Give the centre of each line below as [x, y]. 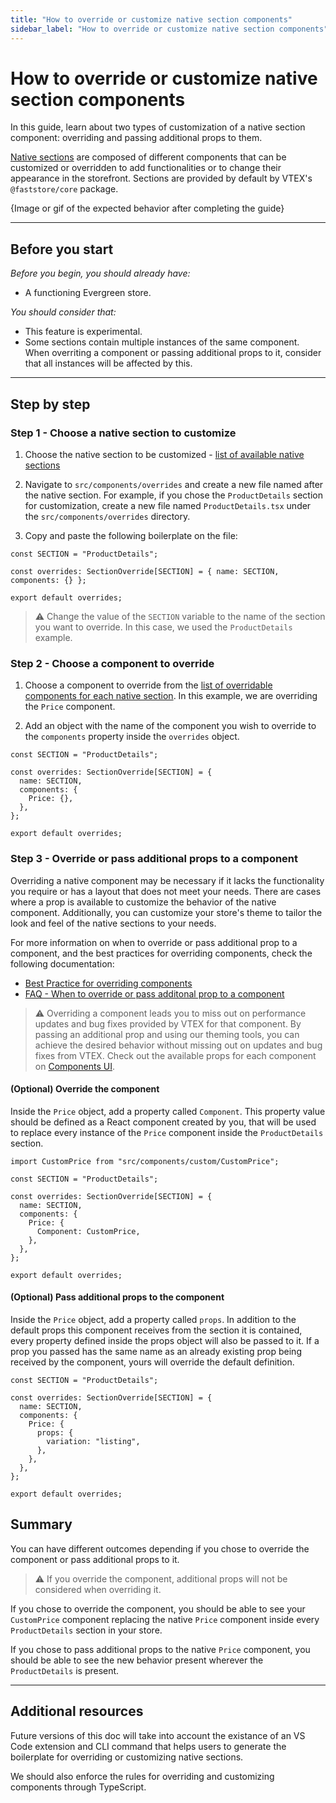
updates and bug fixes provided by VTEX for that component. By [168, 1023]
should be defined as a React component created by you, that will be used [163, 1122]
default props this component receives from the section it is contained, [156, 1330]
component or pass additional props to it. [95, 1559]
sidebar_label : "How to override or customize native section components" [169, 29]
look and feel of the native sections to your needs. [113, 923]
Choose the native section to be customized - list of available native [164, 454]
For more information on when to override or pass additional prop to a [154, 942]
